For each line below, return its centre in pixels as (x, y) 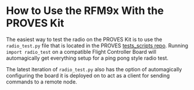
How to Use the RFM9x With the (85, 11)
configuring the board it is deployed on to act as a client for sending (88, 75)
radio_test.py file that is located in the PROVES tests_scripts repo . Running (97, 46)
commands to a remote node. (42, 82)
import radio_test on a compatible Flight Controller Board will (81, 51)
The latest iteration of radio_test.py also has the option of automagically (94, 69)
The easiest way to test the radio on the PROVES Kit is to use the (84, 39)
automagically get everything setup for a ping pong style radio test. (87, 58)
